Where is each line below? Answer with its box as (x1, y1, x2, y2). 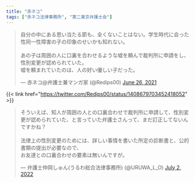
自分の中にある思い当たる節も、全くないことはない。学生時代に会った (20, 30, 190, 38)
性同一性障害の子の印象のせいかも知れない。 (20, 38, 128, 45)
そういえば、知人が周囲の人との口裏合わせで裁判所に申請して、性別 (20, 109, 184, 116)
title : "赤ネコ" (6, 8, 43, 15)
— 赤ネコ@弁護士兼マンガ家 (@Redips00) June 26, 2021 (20, 78, 157, 85)
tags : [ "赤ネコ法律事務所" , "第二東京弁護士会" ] (6, 14, 113, 20)
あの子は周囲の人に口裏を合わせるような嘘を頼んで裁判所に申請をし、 (20, 51, 190, 58)
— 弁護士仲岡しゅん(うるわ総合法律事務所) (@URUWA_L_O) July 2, (20, 164, 182, 171)
